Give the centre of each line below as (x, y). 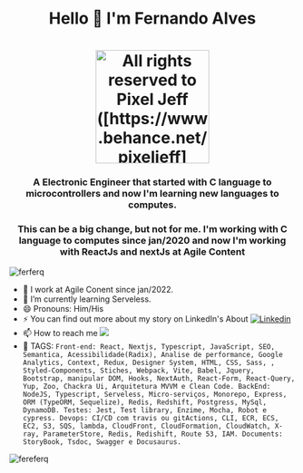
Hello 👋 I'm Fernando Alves (152, 19)
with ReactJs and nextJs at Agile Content (152, 252)
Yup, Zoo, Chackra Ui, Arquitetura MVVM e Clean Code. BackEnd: (147, 386)
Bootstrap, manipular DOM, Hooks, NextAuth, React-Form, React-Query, (159, 378)
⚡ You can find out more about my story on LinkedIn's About (135, 319)
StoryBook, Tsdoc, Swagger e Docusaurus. (102, 442)
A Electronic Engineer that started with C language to (152, 182)
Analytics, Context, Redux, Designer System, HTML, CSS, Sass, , (148, 362)
